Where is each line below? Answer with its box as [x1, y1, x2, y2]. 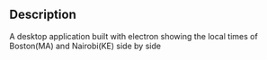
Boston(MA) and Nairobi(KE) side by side [9, 40, 162, 51]
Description [9, 7, 76, 22]
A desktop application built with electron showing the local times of [9, 30, 258, 41]
